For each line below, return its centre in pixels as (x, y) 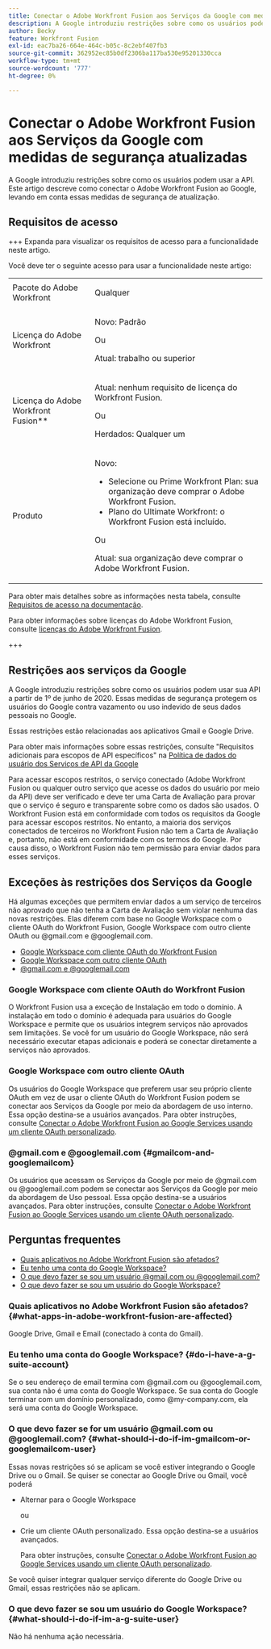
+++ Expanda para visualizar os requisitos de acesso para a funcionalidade (133, 241)
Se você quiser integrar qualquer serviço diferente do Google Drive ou (125, 1579)
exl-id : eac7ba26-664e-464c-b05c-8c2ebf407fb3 (88, 46)
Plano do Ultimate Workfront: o (167, 512)
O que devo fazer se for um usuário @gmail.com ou (111, 1429)
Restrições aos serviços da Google (98, 670)
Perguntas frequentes (65, 1240)
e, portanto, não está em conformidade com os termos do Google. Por (125, 840)
